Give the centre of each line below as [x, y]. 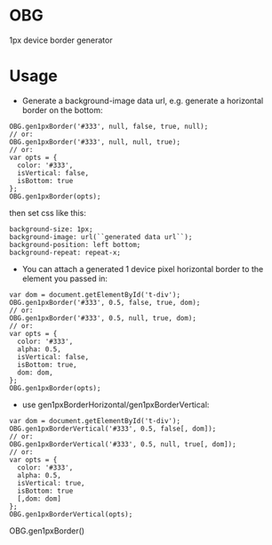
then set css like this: [48, 212]
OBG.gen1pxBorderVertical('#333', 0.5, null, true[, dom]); [123, 444]
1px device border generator [61, 40]
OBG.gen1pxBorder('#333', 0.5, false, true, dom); [105, 302]
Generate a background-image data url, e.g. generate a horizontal [143, 100]
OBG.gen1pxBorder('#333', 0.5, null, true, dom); [103, 318]
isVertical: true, [52, 483]
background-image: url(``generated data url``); [101, 236]
